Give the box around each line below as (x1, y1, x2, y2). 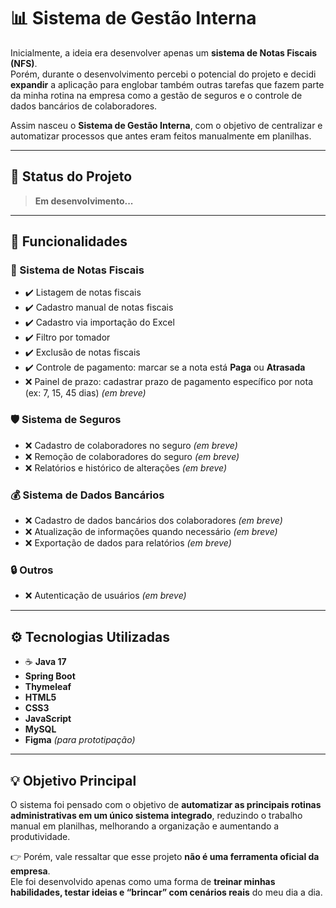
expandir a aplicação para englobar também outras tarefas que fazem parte (10, 78, 325, 90)
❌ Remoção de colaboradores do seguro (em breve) (24, 450, 240, 462)
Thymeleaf (24, 681, 72, 693)
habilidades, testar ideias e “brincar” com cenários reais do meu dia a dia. (10, 886, 323, 898)
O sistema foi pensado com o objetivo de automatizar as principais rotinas (10, 798, 322, 810)
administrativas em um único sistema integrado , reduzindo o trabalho (10, 809, 303, 821)
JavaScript (24, 713, 72, 725)
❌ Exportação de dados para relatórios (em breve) (24, 537, 232, 549)
